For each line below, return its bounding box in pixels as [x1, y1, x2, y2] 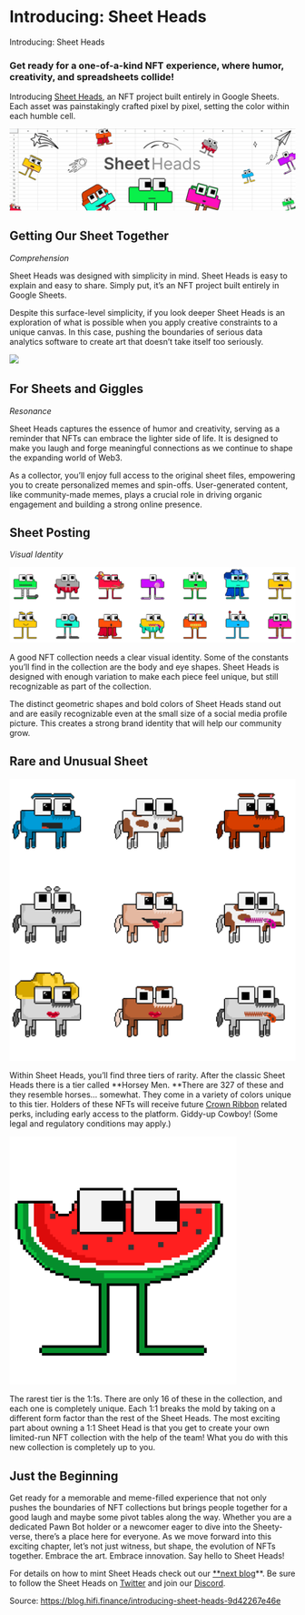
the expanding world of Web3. [9, 452, 123, 463]
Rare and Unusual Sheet [9, 753, 148, 770]
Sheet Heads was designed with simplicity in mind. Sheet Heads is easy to [9, 270, 288, 281]
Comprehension [9, 252, 70, 263]
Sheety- [252, 1521, 283, 1532]
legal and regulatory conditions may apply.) [9, 1118, 172, 1129]
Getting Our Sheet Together [9, 228, 170, 244]
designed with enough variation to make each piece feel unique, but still [9, 671, 279, 681]
